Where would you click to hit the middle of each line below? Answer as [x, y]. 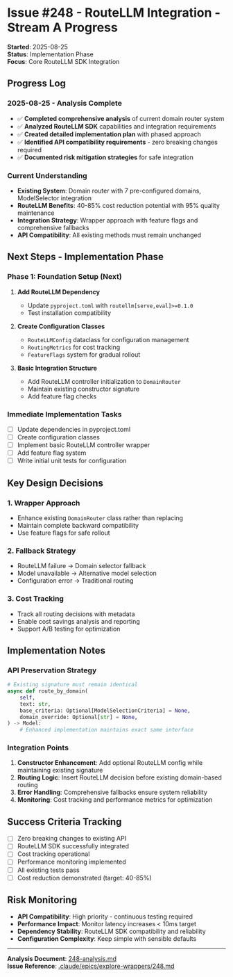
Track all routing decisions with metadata [76, 614]
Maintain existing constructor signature [84, 389]
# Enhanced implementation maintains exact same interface [107, 730]
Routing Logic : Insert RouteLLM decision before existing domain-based [119, 777]
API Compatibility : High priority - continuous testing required [105, 917]
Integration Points [38, 748]
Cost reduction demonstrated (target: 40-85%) [84, 878]
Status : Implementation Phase [50, 54]
